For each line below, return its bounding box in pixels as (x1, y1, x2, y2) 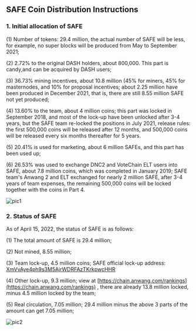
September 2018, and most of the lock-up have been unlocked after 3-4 (6, 113, 180, 120)
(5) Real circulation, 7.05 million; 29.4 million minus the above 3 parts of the (6, 300, 188, 308)
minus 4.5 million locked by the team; (6, 289, 96, 296)
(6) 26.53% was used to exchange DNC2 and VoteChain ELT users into (6, 161, 178, 168)
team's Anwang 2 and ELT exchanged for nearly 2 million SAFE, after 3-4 (6, 173, 183, 181)
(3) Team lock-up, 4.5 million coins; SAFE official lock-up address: (6, 259, 166, 266)
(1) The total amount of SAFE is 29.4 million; (6, 237, 112, 244)
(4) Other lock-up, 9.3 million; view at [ (6, 277, 100, 284)
